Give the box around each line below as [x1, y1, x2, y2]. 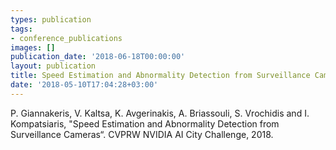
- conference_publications [10, 33, 123, 43]
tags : [10, 24, 33, 34]
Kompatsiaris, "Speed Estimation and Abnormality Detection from [10, 117, 280, 130]
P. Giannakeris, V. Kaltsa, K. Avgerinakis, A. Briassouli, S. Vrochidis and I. [10, 107, 310, 119]
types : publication [10, 14, 92, 25]
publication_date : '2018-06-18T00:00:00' [10, 52, 186, 62]
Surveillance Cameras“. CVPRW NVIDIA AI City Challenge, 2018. [10, 128, 274, 140]
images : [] [10, 42, 56, 53]
